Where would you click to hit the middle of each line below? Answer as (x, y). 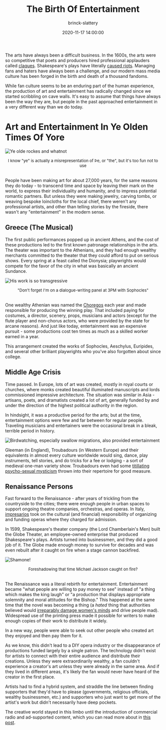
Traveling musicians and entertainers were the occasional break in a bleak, (81, 426)
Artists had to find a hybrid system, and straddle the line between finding (79, 687)
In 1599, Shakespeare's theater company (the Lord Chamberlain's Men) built (83, 529)
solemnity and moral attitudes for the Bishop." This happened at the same (80, 600)
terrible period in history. (30, 430)
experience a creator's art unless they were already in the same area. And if (82, 667)
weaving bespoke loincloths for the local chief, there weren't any (71, 201)
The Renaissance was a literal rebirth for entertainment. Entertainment (77, 584)
